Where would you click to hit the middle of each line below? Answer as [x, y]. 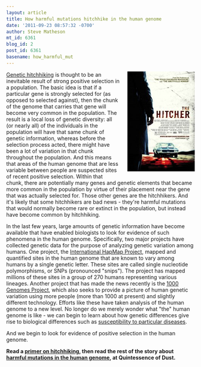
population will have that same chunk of [55, 132]
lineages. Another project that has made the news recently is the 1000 [92, 283]
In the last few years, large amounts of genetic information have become [96, 226]
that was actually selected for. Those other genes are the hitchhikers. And [97, 195]
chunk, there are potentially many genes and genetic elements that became [99, 183]
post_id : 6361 [24, 51]
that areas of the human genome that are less [62, 163]
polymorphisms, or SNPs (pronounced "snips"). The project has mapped [96, 271]
